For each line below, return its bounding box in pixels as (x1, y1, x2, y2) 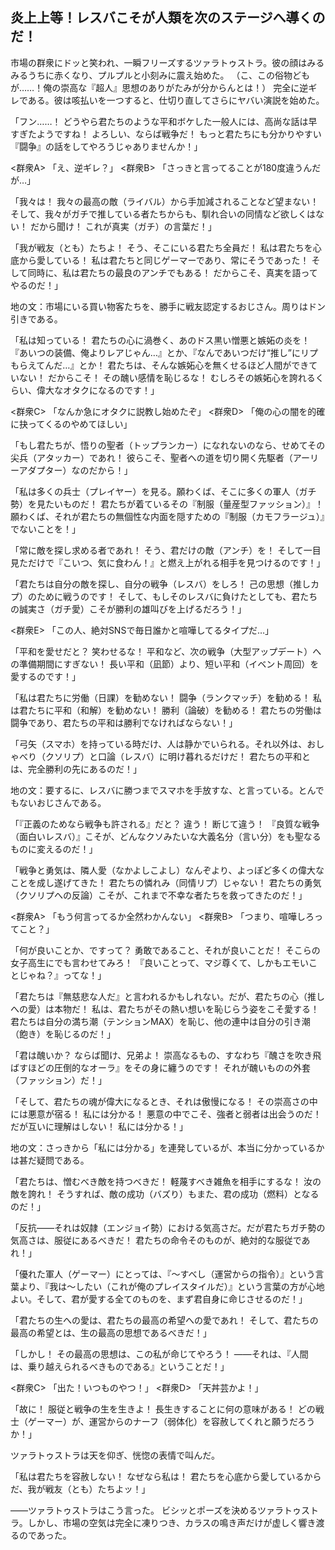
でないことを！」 (10, 523, 81, 535)
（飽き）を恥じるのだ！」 (10, 1028, 116, 1040)
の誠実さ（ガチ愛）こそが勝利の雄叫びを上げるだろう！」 (10, 603, 247, 615)
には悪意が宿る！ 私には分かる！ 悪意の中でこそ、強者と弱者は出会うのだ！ (10, 1108, 322, 1120)
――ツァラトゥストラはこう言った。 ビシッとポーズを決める (10, 1504, 258, 1516)
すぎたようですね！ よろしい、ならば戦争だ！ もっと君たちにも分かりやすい (10, 128, 322, 140)
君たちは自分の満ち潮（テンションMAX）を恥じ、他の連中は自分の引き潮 (10, 1015, 311, 1027)
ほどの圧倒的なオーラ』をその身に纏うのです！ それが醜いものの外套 (27, 1061, 311, 1073)
